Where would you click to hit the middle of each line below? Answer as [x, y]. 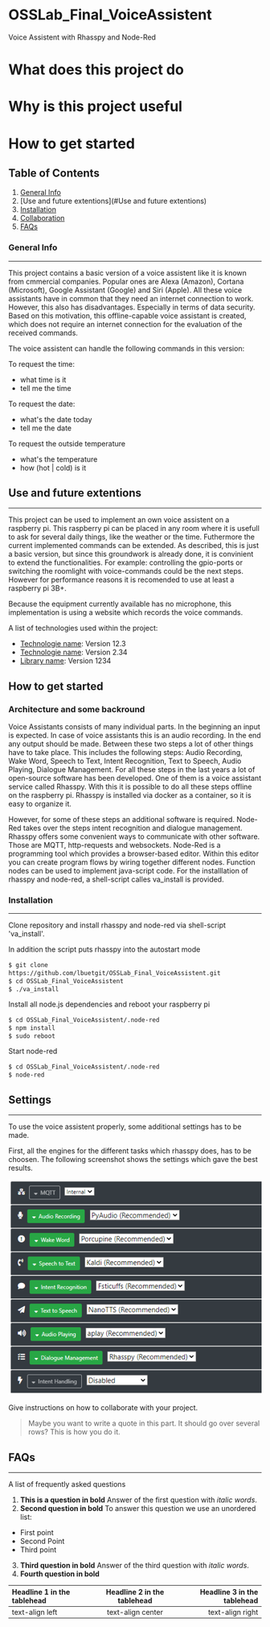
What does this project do [96, 70]
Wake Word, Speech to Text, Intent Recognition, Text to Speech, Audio [125, 761]
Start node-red [33, 1051]
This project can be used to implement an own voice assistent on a [119, 520]
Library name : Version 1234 [65, 661]
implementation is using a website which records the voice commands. [126, 612]
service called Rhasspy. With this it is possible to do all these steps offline [130, 787]
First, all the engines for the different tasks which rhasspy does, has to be [130, 1151]
